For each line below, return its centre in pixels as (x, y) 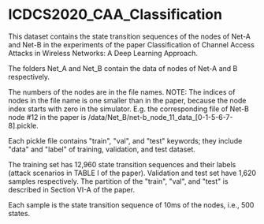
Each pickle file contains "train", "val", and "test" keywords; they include (125, 140)
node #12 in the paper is (47, 117)
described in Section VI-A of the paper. (72, 189)
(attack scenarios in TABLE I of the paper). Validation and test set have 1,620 (132, 173)
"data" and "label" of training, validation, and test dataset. (102, 149)
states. (19, 213)
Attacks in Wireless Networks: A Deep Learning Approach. (103, 53)
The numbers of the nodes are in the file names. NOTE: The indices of (122, 91)
